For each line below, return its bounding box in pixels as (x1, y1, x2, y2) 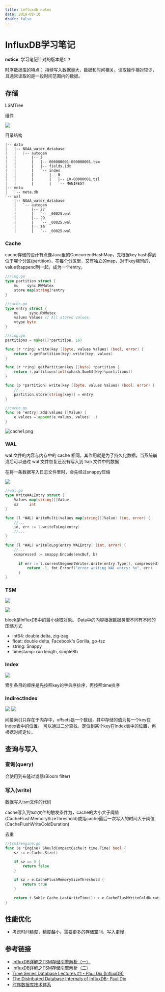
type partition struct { (5, 278, 56, 284)
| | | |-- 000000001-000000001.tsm (5, 159, 100, 164)
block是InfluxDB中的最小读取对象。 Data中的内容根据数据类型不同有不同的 (5, 617, 156, 623)
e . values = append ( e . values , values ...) (14, 415, 98, 420)
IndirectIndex (5, 695, 38, 702)
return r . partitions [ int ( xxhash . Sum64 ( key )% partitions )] (14, 369, 133, 374)
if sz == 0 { (14, 859, 41, 864)
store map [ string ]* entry (14, 288, 65, 293)
